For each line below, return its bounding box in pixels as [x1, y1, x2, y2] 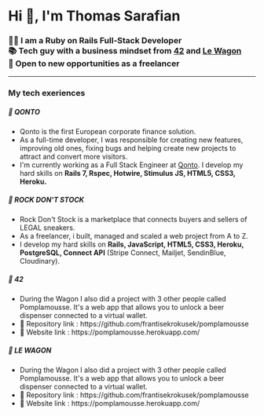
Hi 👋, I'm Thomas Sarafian [8, 7, 181, 25]
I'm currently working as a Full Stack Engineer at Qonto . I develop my [19, 160, 244, 170]
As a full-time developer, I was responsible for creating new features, [19, 135, 244, 144]
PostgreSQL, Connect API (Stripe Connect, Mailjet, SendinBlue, [19, 248, 226, 257]
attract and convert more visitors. [19, 152, 128, 162]
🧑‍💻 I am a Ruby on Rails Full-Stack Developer [8, 35, 182, 46]
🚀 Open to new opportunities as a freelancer [8, 58, 180, 69]
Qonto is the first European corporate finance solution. [19, 127, 196, 137]
